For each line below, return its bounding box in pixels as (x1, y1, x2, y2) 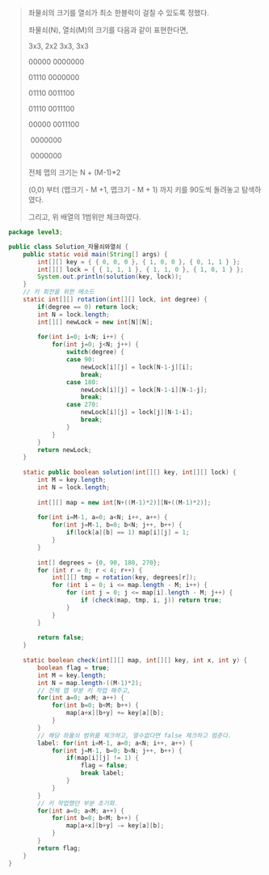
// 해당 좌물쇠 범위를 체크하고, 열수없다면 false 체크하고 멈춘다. (37, 731, 232, 739)
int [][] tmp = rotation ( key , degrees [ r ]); (51, 573, 197, 581)
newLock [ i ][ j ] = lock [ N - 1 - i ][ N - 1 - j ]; (80, 386, 208, 394)
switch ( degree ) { (65, 348, 125, 357)
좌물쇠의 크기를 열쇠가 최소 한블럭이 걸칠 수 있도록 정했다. (27, 8, 210, 17)
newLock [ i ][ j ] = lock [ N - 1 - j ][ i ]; (80, 363, 194, 371)
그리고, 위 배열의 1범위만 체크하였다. (27, 212, 141, 222)
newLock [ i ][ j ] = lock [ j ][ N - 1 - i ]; (80, 408, 194, 416)
